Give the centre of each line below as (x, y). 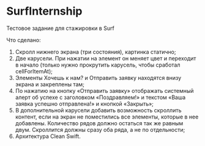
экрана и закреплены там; (50, 84)
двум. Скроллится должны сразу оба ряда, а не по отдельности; (100, 130)
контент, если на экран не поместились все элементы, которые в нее (107, 117)
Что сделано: (24, 40)
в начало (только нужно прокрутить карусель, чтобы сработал (98, 65)
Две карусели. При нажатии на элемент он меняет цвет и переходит (106, 58)
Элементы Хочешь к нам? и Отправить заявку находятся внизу (98, 78)
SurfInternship (44, 11)
